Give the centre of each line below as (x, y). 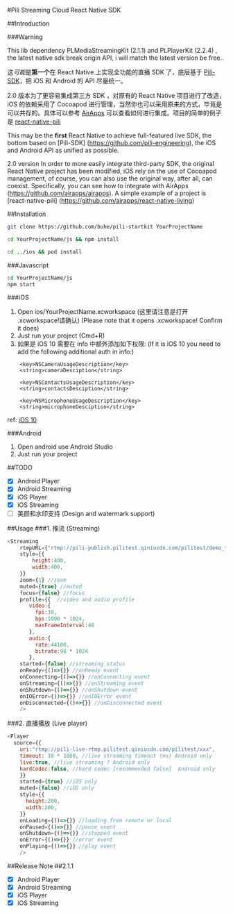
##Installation (27, 214)
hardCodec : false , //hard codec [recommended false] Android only (118, 769)
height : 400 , (50, 561)
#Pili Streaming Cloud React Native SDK (64, 10)
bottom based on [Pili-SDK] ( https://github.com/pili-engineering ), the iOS (112, 143)
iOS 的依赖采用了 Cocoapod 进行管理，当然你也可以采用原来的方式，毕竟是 (115, 104)
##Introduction (28, 23)
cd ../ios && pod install (44, 252)
